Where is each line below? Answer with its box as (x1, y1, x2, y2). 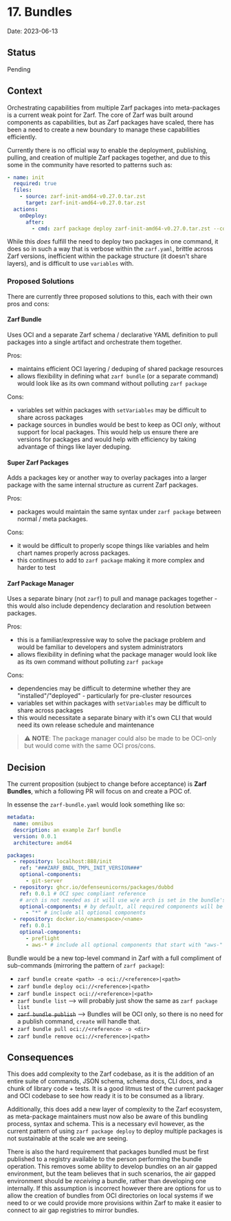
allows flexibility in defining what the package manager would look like (16, 650, 217, 659)
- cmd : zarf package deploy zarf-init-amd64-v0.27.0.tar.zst (32, 225, 211, 232)
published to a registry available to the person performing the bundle (7, 1155, 202, 1163)
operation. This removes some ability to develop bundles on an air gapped (7, 1162, 218, 1171)
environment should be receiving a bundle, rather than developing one (7, 1177, 206, 1185)
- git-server (25, 878, 63, 884)
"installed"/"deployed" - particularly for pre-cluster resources (16, 692, 192, 700)
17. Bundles (7, 4, 72, 20)
